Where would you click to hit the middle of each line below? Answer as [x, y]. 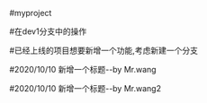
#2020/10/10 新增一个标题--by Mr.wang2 [85, 88]
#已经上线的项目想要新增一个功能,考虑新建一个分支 [103, 50]
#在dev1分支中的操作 [48, 31]
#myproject [31, 13]
